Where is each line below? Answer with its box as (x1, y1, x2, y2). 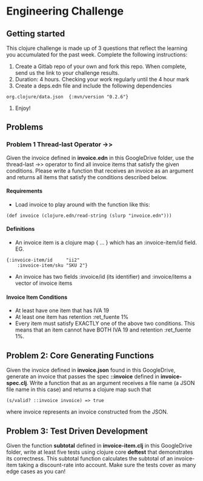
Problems (6, 122, 44, 132)
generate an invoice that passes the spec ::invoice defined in (6, 373, 159, 380)
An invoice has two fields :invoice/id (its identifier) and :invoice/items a (15, 273, 192, 281)
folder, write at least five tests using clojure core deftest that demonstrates (6, 448, 193, 455)
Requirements (6, 187, 43, 195)
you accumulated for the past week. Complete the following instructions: (6, 51, 188, 58)
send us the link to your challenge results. (15, 69, 119, 77)
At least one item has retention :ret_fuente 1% (15, 313, 129, 321)
